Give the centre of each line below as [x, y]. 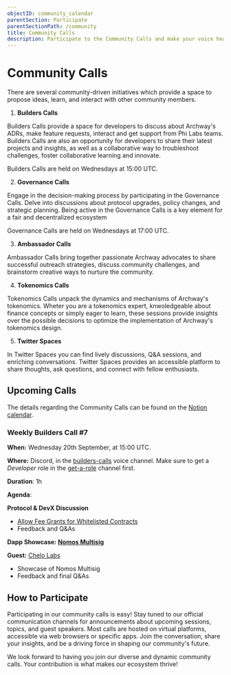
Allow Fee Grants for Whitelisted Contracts [77, 522]
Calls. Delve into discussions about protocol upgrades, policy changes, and [114, 203]
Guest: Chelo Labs [34, 555]
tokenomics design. [35, 328]
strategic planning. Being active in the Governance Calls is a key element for [115, 210]
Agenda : [20, 495]
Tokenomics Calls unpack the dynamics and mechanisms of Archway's [108, 299]
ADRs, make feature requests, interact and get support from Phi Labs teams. [115, 133]
